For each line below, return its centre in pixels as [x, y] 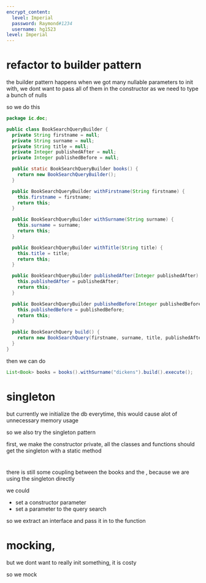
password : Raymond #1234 [42, 23]
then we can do [26, 361]
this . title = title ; [44, 253]
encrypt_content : [29, 12]
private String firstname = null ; [56, 135]
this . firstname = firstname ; [55, 197]
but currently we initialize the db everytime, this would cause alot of [92, 414]
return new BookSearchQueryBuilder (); [67, 175]
